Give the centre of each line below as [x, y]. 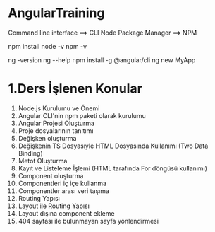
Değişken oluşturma [47, 138]
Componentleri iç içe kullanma [62, 183]
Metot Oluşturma [43, 161]
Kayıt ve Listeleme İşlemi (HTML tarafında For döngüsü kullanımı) [112, 168]
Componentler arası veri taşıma [64, 191]
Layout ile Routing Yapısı [54, 206]
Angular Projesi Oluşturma [56, 123]
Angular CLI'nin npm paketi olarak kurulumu [82, 115]
